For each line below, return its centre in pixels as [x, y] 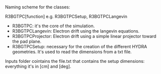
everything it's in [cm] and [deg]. [38, 66]
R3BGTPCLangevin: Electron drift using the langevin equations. [76, 31]
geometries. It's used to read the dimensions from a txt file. [72, 52]
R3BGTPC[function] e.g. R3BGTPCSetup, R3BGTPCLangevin [66, 16]
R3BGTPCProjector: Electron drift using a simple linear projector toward [84, 36]
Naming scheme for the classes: [37, 7]
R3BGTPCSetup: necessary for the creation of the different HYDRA [80, 46]
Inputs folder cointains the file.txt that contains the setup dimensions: [75, 61]
